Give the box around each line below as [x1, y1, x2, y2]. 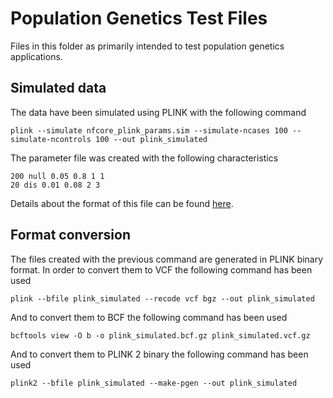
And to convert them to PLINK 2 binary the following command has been [10, 348, 309, 360]
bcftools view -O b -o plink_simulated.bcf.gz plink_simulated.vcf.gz [10, 330, 311, 341]
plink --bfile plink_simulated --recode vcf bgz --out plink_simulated [10, 293, 315, 304]
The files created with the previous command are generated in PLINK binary [10, 253, 324, 265]
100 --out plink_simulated [95, 134, 208, 144]
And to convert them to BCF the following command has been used [10, 311, 288, 323]
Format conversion [10, 227, 131, 244]
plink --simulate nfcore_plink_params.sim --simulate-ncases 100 [10, 125, 288, 136]
